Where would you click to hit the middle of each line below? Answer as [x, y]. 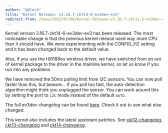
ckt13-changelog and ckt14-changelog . [46, 125]
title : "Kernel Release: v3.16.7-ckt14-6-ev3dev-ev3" [62, 14]
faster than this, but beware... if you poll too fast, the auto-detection [75, 84]
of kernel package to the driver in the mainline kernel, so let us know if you [82, 64]
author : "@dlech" [23, 10]
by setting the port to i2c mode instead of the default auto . [65, 95]
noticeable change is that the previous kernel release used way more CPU [81, 38]
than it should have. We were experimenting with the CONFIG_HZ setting [80, 44]
